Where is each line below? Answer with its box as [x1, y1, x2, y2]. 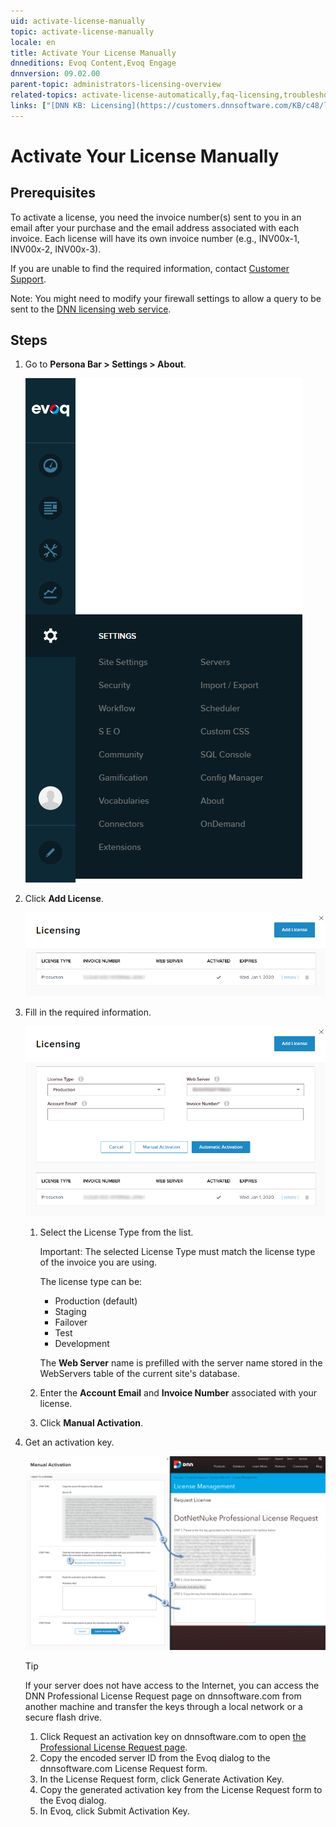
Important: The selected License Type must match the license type [39, 1246, 316, 1258]
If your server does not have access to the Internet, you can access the [24, 1679, 320, 1691]
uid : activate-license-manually [10, 16, 145, 26]
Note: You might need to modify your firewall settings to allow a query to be [10, 292, 322, 304]
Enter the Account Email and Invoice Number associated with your [39, 1387, 318, 1399]
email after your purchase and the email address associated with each [10, 221, 300, 234]
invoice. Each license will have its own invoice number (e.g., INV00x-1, [10, 232, 300, 244]
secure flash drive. [24, 1711, 102, 1723]
